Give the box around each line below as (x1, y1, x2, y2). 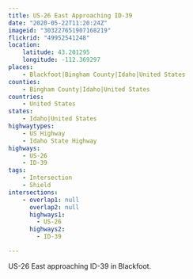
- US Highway (22, 129, 66, 137)
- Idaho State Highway (22, 136, 97, 145)
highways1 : (28, 211, 66, 219)
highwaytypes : (8, 122, 55, 130)
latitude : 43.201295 (22, 48, 90, 56)
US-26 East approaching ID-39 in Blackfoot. (8, 261, 152, 270)
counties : (8, 78, 41, 86)
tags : (8, 166, 26, 174)
